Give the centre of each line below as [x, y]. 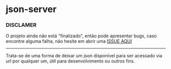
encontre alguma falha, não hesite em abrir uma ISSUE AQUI [69, 41]
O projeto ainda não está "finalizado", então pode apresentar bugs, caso [81, 36]
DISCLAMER [21, 25]
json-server [31, 9]
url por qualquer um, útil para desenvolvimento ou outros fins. [70, 61]
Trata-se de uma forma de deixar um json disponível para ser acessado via [84, 56]
